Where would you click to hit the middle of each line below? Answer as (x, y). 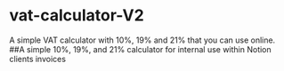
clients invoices (38, 59)
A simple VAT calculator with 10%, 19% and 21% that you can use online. (142, 40)
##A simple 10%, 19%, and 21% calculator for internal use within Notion (140, 49)
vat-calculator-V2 (77, 16)
